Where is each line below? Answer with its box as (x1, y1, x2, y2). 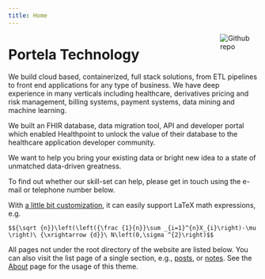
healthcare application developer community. (8, 138, 156, 147)
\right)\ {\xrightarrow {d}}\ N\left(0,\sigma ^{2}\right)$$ (8, 231, 214, 239)
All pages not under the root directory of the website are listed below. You (8, 244, 249, 254)
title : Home (8, 11, 47, 20)
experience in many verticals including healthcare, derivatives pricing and (8, 89, 249, 98)
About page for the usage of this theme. (8, 262, 138, 271)
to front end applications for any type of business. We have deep (8, 80, 220, 89)
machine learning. (8, 105, 67, 115)
